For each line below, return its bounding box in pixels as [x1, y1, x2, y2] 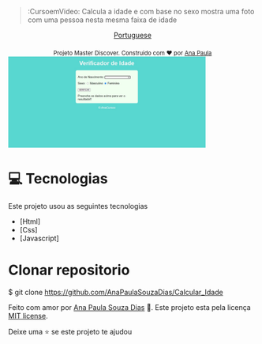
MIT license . [8, 311, 49, 320]
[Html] [19, 217, 41, 226]
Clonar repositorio [8, 261, 130, 279]
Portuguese [113, 31, 152, 40]
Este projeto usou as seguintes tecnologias [8, 201, 148, 210]
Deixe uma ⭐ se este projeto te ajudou [8, 327, 133, 336]
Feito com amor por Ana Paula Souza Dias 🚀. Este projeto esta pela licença [8, 302, 251, 312]
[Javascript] [19, 233, 59, 243]
